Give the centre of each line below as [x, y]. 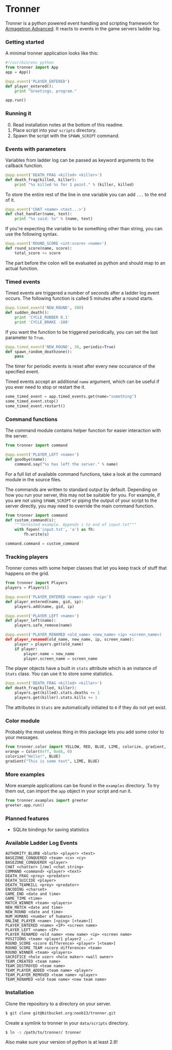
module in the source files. [33, 479]
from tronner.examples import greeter [47, 801]
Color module [23, 720]
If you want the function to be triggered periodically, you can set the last [82, 332]
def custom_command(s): [31, 520]
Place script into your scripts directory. [55, 130]
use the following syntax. [32, 234]
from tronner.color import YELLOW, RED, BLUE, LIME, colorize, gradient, [86, 747]
